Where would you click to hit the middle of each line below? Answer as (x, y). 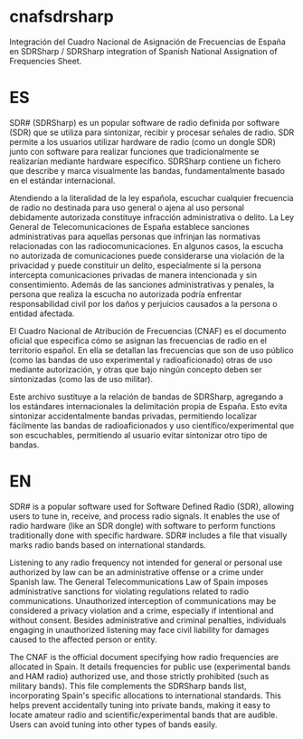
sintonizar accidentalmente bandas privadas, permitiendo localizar (133, 416)
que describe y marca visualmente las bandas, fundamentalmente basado (147, 170)
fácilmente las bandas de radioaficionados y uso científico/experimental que (152, 425)
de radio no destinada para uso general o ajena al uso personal (127, 207)
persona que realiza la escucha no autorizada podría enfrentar (126, 294)
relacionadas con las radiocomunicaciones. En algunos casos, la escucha (146, 245)
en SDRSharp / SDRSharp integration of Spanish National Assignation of (143, 51)
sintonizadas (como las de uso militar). (81, 379)
